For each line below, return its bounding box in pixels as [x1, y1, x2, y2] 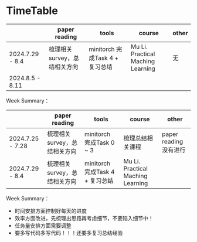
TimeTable [6, 4, 59, 18]
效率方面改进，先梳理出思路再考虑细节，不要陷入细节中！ [14, 214, 154, 221]
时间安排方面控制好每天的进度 [14, 207, 87, 214]
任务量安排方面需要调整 [14, 221, 72, 229]
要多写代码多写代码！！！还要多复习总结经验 [14, 229, 123, 236]
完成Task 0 [84, 138, 115, 146]
